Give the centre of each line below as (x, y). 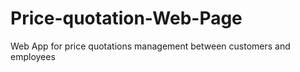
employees (33, 56)
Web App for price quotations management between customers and (150, 46)
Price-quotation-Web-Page (126, 18)
